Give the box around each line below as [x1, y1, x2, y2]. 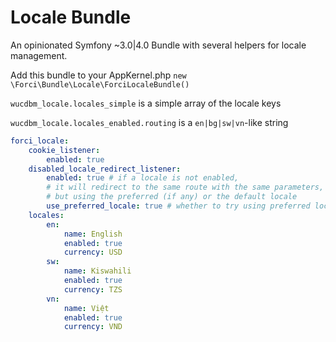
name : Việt [63, 303, 110, 313]
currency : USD [63, 247, 123, 258]
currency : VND [63, 322, 123, 332]
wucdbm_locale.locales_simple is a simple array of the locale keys [10, 97, 282, 109]
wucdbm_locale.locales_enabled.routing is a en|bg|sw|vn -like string [10, 116, 289, 128]
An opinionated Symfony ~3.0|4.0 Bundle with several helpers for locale [10, 39, 307, 51]
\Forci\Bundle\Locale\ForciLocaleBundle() [10, 79, 190, 90]
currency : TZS [63, 284, 123, 295]
